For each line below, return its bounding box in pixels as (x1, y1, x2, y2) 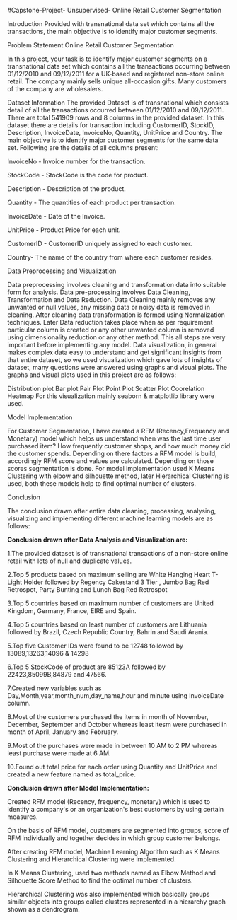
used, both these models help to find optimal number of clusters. (7, 479, 197, 487)
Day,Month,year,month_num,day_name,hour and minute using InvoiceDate (7, 692, 224, 699)
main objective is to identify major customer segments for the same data (7, 136, 219, 144)
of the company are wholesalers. (7, 85, 103, 93)
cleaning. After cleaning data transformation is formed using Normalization (7, 310, 225, 319)
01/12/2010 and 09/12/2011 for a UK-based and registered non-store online (7, 70, 224, 78)
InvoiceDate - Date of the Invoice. (7, 212, 105, 220)
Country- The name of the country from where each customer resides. (7, 253, 214, 261)
